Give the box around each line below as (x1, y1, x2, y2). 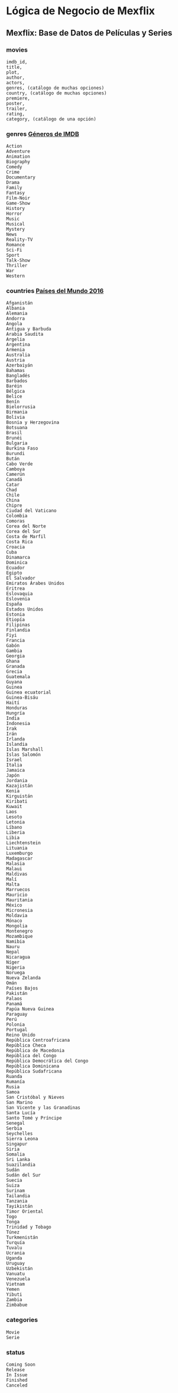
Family (6, 185, 22, 191)
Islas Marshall (6, 746, 44, 753)
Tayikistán (6, 1203, 33, 1210)
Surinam (6, 1188, 25, 1194)
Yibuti (6, 1292, 22, 1297)
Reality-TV (6, 237, 33, 243)
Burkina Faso (6, 446, 38, 451)
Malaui (6, 866, 22, 872)
